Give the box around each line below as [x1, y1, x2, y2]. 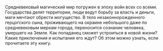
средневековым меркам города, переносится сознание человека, [5, 25, 145, 31]
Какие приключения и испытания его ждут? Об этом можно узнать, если [5, 35, 159, 41]
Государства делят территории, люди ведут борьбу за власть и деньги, [5, 9, 155, 15]
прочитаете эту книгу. [5, 40, 51, 46]
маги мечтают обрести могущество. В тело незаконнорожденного [5, 15, 145, 20]
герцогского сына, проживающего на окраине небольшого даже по [5, 19, 147, 25]
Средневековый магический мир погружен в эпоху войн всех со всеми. [5, 4, 158, 10]
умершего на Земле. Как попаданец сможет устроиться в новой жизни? [5, 30, 158, 35]
